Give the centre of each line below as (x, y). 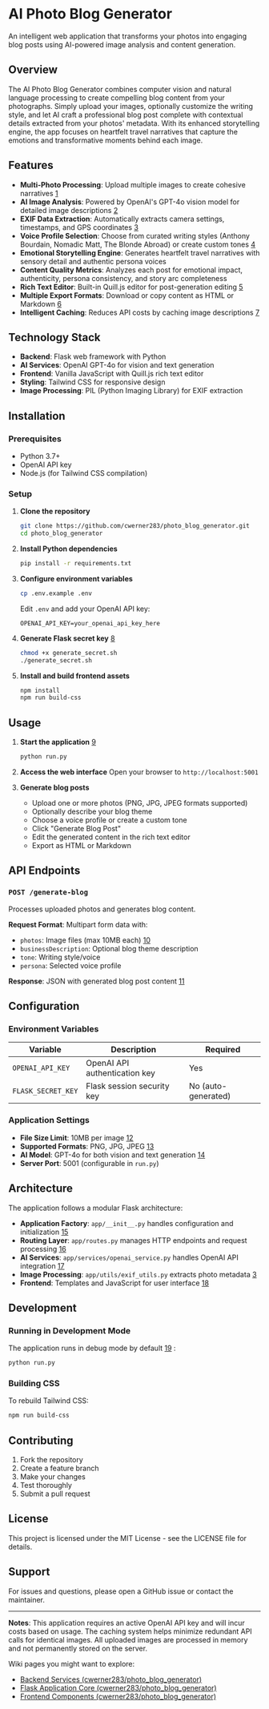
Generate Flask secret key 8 (67, 638)
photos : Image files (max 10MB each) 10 (85, 940)
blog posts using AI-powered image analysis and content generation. (122, 44)
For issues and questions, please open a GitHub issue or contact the (121, 1591)
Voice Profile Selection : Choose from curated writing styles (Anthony (135, 235)
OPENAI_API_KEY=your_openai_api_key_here (90, 623)
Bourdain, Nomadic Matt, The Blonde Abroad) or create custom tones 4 (138, 244)
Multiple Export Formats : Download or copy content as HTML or (127, 295)
